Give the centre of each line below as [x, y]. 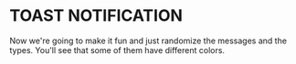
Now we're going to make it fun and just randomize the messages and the [148, 41]
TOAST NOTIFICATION [96, 16]
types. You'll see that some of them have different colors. [117, 50]
